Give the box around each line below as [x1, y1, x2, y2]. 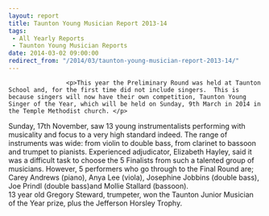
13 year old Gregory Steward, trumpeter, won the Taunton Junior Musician [8, 189, 254, 199]
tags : [8, 27, 27, 35]
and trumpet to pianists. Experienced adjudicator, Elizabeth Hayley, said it [8, 147, 252, 156]
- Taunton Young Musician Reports [11, 42, 128, 50]
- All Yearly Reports [11, 34, 85, 43]
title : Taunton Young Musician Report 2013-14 [8, 19, 168, 27]
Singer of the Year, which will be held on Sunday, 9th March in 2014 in [8, 100, 262, 108]
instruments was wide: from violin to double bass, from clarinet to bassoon [8, 138, 256, 147]
